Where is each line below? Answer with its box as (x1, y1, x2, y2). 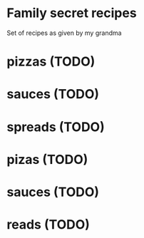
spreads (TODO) (6, 119, 105, 135)
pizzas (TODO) (6, 53, 96, 70)
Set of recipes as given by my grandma (6, 29, 122, 37)
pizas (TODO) (6, 151, 88, 167)
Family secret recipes (6, 5, 137, 21)
